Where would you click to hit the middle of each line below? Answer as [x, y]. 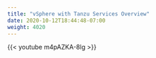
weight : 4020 [26, 27]
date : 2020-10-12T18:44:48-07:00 [56, 21]
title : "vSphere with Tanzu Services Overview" [79, 14]
